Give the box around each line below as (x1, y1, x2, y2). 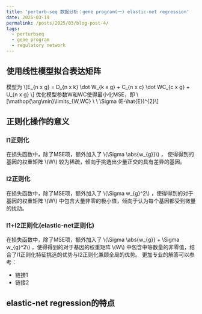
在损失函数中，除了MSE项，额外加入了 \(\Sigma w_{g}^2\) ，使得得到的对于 (6, 189, 194, 197)
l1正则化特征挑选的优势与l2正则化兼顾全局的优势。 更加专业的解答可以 (16, 251, 189, 258)
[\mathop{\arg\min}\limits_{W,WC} (6, 97, 91, 105)
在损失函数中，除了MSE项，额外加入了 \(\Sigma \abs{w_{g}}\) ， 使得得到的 (6, 151, 194, 158)
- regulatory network (11, 43, 66, 49)
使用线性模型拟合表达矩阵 (6, 66, 101, 76)
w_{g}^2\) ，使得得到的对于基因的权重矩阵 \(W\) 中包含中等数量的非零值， (6, 243, 190, 250)
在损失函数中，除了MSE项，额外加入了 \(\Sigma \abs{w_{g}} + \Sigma (6, 236, 180, 243)
